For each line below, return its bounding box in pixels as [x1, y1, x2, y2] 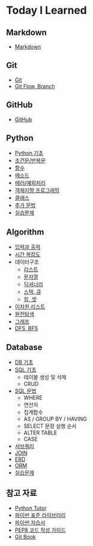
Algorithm [6, 227, 44, 237]
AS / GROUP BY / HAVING [23, 415, 87, 422]
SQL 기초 [14, 366, 37, 374]
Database [6, 342, 43, 352]
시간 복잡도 [14, 251, 41, 258]
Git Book [14, 533, 36, 540]
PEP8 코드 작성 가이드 [14, 526, 66, 533]
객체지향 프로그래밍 [14, 187, 60, 194]
